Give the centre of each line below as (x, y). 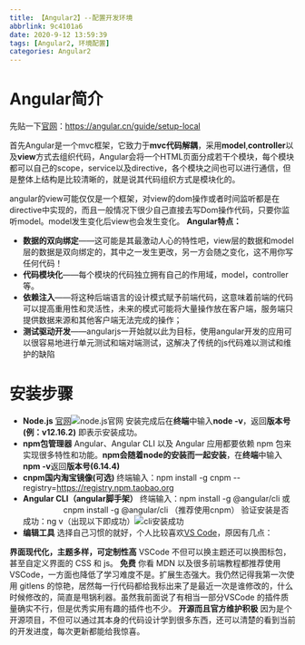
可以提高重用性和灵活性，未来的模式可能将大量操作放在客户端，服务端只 (157, 308)
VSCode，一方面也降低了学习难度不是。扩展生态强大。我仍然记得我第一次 (148, 574)
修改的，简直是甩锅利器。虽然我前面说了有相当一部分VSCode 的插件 (153, 597)
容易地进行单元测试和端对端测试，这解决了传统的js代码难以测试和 (161, 343)
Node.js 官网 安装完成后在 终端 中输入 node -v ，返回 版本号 (157, 421)
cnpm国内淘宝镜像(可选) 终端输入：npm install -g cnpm (127, 478)
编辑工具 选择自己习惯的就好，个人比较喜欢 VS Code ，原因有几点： (148, 533)
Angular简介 (56, 99)
